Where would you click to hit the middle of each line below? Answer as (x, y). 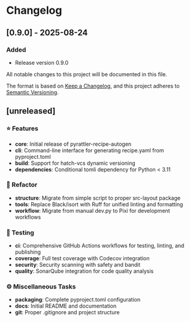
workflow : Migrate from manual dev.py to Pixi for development (92, 210)
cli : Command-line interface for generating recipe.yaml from (89, 150)
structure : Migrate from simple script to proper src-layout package (98, 198)
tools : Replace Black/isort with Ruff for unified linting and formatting (99, 204)
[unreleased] (31, 111)
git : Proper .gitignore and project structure (67, 312)
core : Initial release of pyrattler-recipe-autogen (73, 144)
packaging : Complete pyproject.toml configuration (78, 300)
